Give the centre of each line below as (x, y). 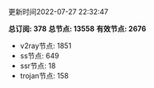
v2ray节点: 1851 (46, 46)
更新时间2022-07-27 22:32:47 (59, 12)
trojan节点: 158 (44, 76)
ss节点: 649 (39, 56)
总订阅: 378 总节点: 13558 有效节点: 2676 (77, 29)
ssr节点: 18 (38, 66)
